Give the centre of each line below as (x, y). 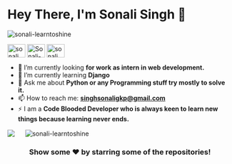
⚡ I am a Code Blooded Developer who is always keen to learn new (118, 109)
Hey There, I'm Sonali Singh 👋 (97, 15)
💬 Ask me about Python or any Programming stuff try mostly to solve (121, 82)
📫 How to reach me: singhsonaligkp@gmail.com (91, 98)
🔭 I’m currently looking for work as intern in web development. (111, 67)
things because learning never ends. (74, 119)
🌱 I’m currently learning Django (64, 75)
